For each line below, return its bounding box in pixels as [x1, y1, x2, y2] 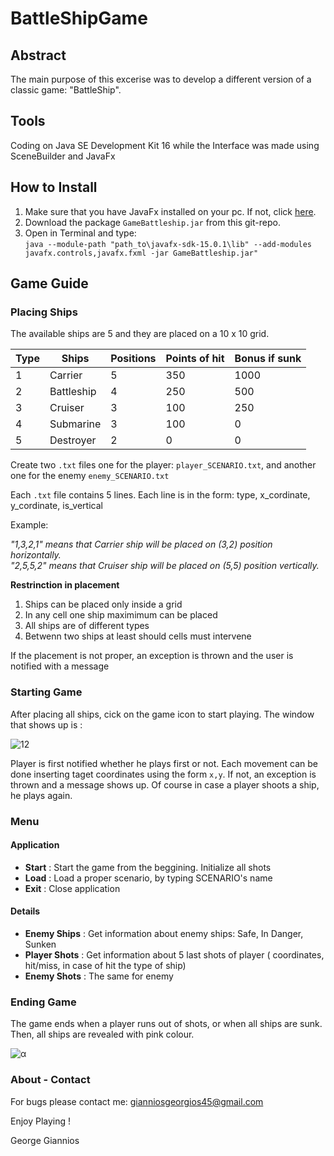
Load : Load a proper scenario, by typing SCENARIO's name [24, 872, 273, 884]
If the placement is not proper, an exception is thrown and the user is [10, 650, 294, 662]
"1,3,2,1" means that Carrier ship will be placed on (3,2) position [10, 538, 273, 551]
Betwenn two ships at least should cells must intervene [24, 630, 252, 642]
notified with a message [10, 660, 110, 672]
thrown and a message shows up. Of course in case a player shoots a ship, [10, 778, 320, 791]
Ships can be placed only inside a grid [24, 598, 183, 611]
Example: [10, 519, 49, 531]
